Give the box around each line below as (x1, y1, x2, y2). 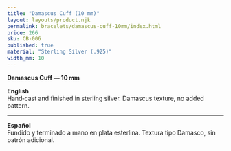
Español (7, 121, 31, 129)
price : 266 (7, 29, 38, 36)
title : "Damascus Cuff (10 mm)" (7, 10, 100, 17)
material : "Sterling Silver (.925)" (7, 49, 112, 56)
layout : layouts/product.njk (7, 16, 91, 23)
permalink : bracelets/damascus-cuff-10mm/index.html (7, 23, 162, 30)
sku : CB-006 (7, 36, 41, 43)
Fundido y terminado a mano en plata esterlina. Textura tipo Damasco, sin (7, 128, 216, 137)
